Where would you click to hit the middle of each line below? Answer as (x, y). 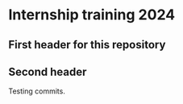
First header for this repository (87, 45)
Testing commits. (37, 91)
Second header (48, 71)
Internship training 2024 (92, 15)
